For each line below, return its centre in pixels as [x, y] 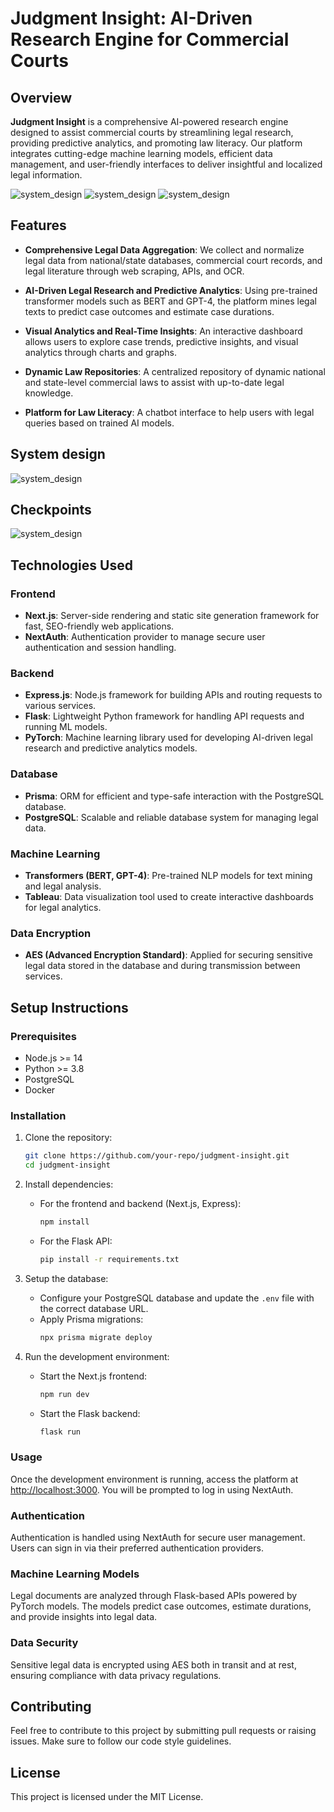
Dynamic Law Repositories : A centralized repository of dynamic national [175, 371]
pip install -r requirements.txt [109, 1259]
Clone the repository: [68, 1138]
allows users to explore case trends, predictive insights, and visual [161, 341]
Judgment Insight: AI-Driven [131, 18]
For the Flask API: [76, 1241]
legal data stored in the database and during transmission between [162, 966]
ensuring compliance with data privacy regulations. [116, 1675]
